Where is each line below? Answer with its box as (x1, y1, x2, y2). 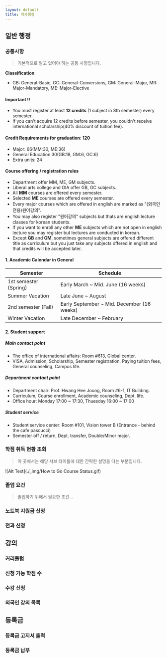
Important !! (5, 96, 31, 102)
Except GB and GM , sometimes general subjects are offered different (12, 235, 154, 241)
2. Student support (5, 329, 45, 335)
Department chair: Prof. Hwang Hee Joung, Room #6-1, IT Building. (12, 387, 150, 393)
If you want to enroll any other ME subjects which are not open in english (12, 224, 162, 230)
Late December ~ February (60, 315, 123, 322)
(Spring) (7, 284, 27, 291)
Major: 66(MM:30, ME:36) (12, 146, 66, 152)
